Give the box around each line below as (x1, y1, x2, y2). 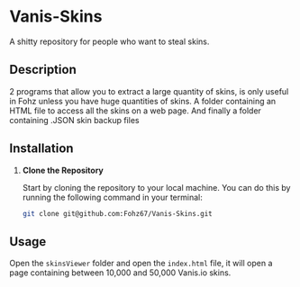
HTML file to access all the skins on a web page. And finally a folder (9, 105, 261, 116)
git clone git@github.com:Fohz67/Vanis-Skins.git (22, 209, 214, 218)
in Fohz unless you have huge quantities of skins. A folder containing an (9, 95, 277, 106)
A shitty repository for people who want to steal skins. (9, 36, 210, 47)
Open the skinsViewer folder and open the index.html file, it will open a (9, 258, 273, 269)
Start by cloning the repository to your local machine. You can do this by (22, 182, 291, 193)
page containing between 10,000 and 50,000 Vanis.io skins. (9, 267, 232, 278)
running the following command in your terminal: (22, 192, 203, 202)
